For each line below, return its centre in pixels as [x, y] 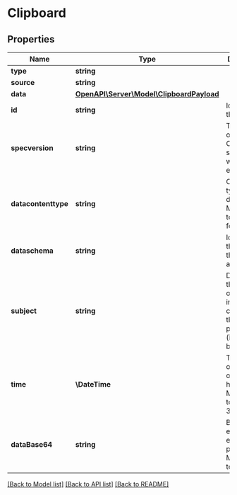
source [23, 82]
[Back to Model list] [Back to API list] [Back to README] [88, 484]
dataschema [32, 251]
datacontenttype [40, 204]
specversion [32, 148]
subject [24, 311]
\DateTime [93, 384]
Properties [31, 39]
